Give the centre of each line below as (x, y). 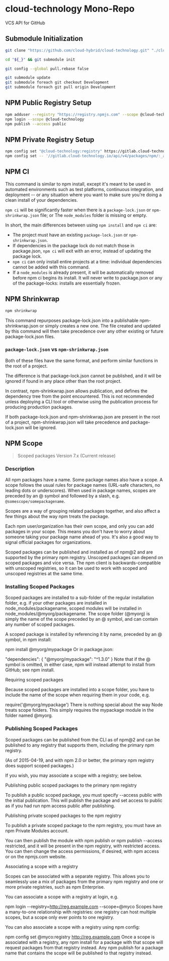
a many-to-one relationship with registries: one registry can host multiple (81, 912)
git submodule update (28, 78)
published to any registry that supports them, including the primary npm (80, 745)
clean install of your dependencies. (41, 200)
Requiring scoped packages (34, 680)
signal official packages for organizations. (49, 542)
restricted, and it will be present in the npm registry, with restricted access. (83, 846)
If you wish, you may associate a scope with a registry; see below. (74, 775)
